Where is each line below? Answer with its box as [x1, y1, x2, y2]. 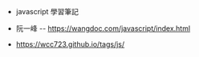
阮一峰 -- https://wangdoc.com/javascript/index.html [15, 24, 191, 33]
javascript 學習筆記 [15, 7, 79, 16]
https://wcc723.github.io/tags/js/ [15, 40, 125, 49]
